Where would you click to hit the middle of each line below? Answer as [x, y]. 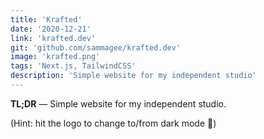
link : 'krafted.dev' [53, 38]
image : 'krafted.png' [55, 57]
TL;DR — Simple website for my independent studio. [118, 103]
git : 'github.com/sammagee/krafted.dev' [96, 47]
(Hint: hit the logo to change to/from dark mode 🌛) [113, 123]
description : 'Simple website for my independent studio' [133, 76]
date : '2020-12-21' [51, 29]
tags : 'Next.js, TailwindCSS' [73, 66]
